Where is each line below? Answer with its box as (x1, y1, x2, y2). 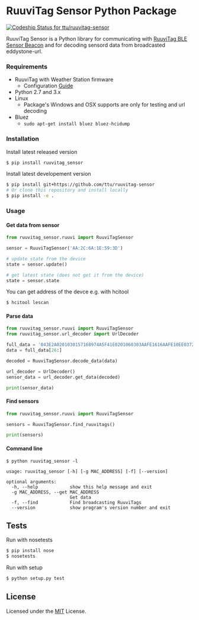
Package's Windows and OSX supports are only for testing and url (23, 101, 185, 108)
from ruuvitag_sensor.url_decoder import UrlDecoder (6, 331, 139, 337)
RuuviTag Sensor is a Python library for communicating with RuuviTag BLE (6, 35, 188, 42)
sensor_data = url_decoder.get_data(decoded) (6, 374, 120, 380)
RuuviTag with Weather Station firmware (14, 76, 114, 83)
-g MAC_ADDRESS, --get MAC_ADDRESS (11, 489, 99, 495)
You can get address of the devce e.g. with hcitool (6, 288, 129, 295)
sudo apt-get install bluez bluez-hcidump (23, 121, 130, 127)
